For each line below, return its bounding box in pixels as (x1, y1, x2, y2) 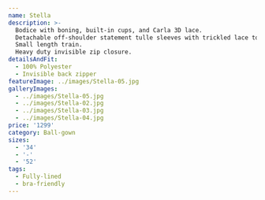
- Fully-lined (15, 172, 62, 181)
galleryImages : (8, 84, 58, 93)
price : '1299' (8, 121, 55, 129)
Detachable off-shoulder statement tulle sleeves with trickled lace (15, 33, 248, 42)
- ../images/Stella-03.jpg (15, 107, 104, 115)
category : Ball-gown (8, 128, 77, 136)
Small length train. (15, 41, 83, 49)
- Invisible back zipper (15, 70, 97, 78)
